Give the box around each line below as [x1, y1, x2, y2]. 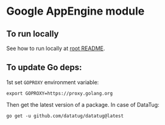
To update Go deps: [6, 62, 82, 73]
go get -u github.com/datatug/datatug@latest [6, 113, 124, 119]
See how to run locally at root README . [6, 45, 105, 52]
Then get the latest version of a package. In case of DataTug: [6, 101, 160, 108]
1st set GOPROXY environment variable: [6, 78, 99, 86]
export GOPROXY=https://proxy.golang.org [6, 90, 113, 96]
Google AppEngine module [6, 4, 145, 18]
